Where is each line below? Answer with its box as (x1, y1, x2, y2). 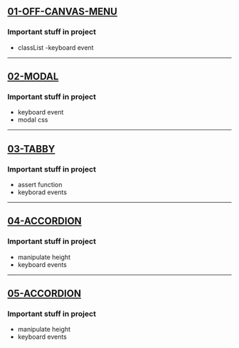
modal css (17, 115, 48, 124)
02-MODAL (7, 70, 59, 83)
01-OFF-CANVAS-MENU (7, 6, 117, 18)
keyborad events (17, 188, 68, 196)
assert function (17, 181, 63, 189)
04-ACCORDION (7, 215, 82, 227)
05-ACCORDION (7, 288, 82, 300)
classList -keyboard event (17, 43, 94, 52)
